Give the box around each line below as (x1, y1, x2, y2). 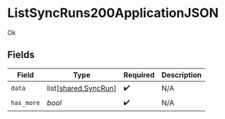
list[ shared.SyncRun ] (47, 84, 117, 93)
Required (123, 69, 155, 79)
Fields (7, 49, 35, 61)
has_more (11, 99, 40, 107)
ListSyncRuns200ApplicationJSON (7, 5, 219, 21)
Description (161, 69, 202, 79)
